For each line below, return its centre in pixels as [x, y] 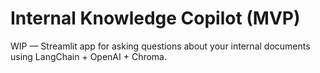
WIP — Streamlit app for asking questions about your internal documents [160, 46]
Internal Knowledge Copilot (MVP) [155, 18]
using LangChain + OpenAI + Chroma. [89, 56]
